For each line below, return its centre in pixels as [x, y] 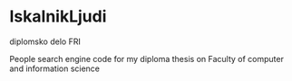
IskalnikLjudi [58, 17]
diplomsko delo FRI [45, 41]
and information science [55, 68]
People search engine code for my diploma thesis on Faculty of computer [146, 58]
